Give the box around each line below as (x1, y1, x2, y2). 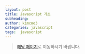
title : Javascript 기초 (5, 12, 51, 17)
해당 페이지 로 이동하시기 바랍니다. (16, 44, 81, 49)
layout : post (5, 7, 31, 12)
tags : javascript (5, 30, 42, 35)
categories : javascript (5, 25, 53, 30)
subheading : (5, 16, 29, 21)
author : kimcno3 (5, 20, 38, 26)
